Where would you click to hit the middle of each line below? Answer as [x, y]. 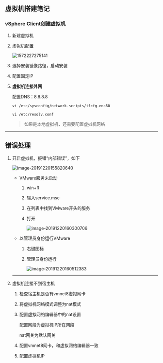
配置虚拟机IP [32, 356]
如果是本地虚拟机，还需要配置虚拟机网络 [65, 124]
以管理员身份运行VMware [45, 238]
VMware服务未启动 [38, 178]
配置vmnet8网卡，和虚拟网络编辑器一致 [59, 345]
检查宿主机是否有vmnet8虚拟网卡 [52, 293]
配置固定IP [23, 76]
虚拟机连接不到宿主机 [33, 283]
